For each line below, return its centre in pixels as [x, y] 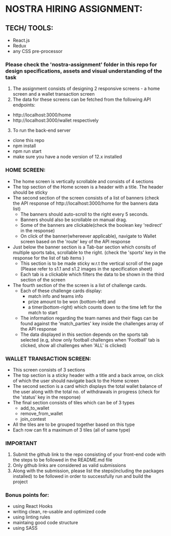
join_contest [33, 419]
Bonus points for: [27, 495]
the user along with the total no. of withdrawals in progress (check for [86, 391]
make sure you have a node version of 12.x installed [67, 157]
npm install [24, 146]
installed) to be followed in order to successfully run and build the [82, 476]
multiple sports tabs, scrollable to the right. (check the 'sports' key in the [89, 252]
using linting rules [31, 517]
